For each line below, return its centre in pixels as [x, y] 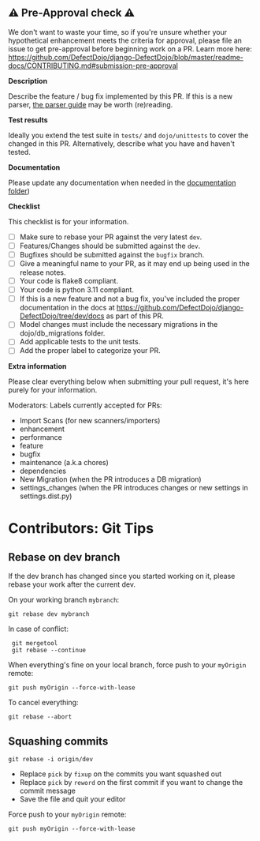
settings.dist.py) [46, 496]
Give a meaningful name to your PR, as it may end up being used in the [134, 263]
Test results [28, 120]
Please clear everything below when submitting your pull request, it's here [129, 381]
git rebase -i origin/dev [50, 760]
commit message [48, 791]
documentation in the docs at [67, 308]
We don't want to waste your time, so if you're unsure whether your [117, 32]
